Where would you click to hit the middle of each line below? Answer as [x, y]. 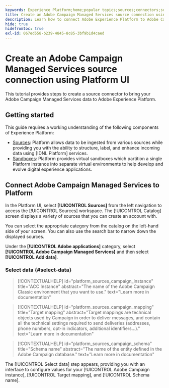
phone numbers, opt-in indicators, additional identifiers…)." [79, 328]
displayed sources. [25, 236]
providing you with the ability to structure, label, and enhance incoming [86, 148]
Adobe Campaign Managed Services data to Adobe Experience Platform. [81, 99]
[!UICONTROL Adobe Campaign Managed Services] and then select [77, 252]
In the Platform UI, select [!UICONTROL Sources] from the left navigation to [83, 205]
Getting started [30, 115]
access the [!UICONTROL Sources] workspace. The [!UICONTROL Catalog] [83, 211]
